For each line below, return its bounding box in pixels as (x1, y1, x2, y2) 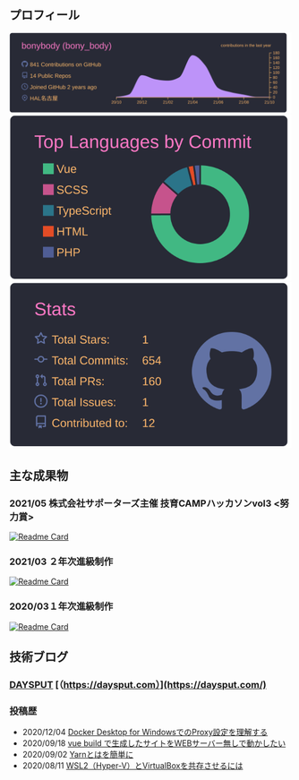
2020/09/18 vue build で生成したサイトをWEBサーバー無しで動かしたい (21, 738, 286, 749)
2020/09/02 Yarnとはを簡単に (21, 750, 134, 760)
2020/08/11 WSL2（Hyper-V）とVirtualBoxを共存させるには (21, 760, 243, 771)
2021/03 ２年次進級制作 (9, 555, 114, 568)
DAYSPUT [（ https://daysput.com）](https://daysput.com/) (9, 679, 267, 691)
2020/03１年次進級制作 (9, 600, 114, 613)
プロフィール (9, 7, 81, 23)
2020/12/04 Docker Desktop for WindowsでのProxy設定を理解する (21, 727, 269, 738)
